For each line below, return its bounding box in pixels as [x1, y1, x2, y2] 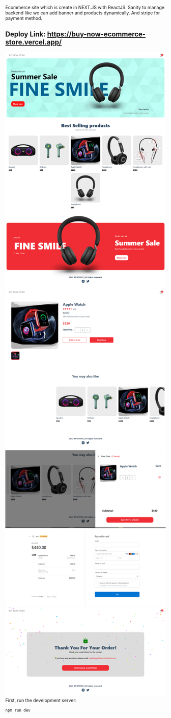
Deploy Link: [5, 30, 46, 39]
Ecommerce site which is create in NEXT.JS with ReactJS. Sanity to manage [5, 5, 164, 10]
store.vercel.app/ [5, 38, 62, 47]
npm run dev [5, 708, 31, 713]
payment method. [5, 15, 42, 21]
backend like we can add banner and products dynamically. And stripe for [5, 10, 160, 16]
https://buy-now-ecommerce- [47, 30, 146, 39]
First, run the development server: [5, 697, 77, 703]
